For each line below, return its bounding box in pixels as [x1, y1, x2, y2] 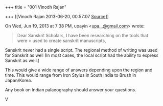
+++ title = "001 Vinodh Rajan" [5, 4, 67, 10]
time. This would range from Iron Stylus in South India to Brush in [5, 72, 136, 78]
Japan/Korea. [5, 78, 33, 83]
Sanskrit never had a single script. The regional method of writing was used [5, 47, 158, 53]
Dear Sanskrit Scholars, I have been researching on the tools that [17, 33, 148, 38]
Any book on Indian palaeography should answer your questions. [5, 87, 137, 92]
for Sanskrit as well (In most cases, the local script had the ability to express [5, 52, 159, 58]
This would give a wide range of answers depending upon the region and [5, 67, 153, 73]
